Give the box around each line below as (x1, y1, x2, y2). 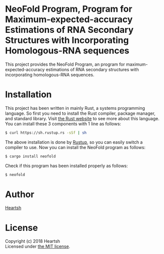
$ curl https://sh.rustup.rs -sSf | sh (5, 130, 87, 135)
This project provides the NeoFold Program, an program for (5, 61, 125, 67)
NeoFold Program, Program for (5, 3, 133, 15)
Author (5, 189, 34, 200)
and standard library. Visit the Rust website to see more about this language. (5, 115, 160, 121)
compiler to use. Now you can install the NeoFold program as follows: (5, 144, 146, 150)
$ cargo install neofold (5, 153, 56, 159)
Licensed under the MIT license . (5, 244, 70, 250)
